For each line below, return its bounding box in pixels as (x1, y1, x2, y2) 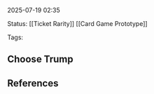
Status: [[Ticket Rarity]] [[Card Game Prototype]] (7, 20, 148, 27)
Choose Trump (7, 53, 73, 65)
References (7, 77, 59, 89)
